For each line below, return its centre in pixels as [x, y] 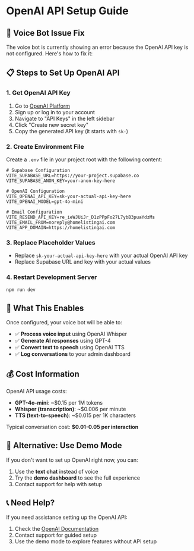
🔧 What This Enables [45, 308]
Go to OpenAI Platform [42, 106]
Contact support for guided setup [55, 535]
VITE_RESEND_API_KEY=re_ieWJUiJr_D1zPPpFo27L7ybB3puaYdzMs [81, 217]
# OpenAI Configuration [36, 191]
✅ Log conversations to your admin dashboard [72, 354]
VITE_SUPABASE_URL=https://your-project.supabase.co [73, 176]
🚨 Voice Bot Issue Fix [45, 33]
